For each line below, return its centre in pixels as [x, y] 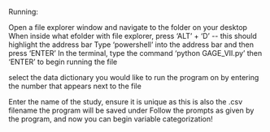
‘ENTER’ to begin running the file [63, 62]
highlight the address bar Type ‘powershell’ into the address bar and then [131, 45]
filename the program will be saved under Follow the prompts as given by [131, 110]
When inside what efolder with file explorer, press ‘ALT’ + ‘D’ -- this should [133, 36]
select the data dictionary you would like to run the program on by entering [134, 77]
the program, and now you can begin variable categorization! [111, 119]
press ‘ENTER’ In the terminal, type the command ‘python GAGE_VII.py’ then [135, 53]
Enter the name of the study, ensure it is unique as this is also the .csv [125, 102]
